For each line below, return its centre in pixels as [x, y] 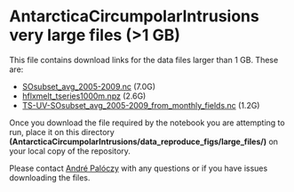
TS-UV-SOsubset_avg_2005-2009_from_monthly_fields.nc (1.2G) [141, 105]
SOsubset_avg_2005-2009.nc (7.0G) [89, 86]
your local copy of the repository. [70, 151]
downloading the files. [50, 177]
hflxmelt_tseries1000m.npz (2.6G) [84, 96]
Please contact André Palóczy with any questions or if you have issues [139, 168]
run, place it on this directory [62, 132]
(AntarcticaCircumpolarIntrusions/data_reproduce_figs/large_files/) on [143, 141]
